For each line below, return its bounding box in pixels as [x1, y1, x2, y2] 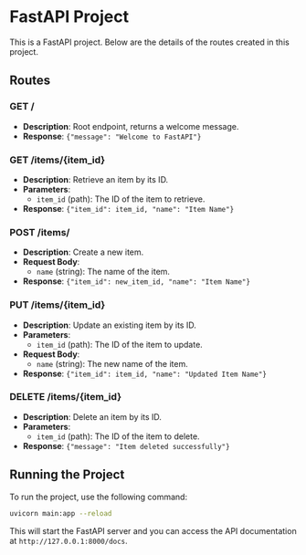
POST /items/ [9, 225, 70, 238]
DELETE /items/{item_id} [9, 391, 121, 403]
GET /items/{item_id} [9, 153, 106, 166]
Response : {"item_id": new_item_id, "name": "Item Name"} [22, 276, 251, 287]
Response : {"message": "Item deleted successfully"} [22, 440, 230, 451]
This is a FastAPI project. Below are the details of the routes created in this [9, 37, 290, 47]
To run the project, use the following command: [9, 491, 188, 502]
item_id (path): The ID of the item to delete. [36, 431, 200, 442]
